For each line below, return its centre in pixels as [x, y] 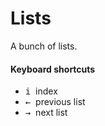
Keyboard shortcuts [53, 69]
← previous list [55, 102]
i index [41, 91]
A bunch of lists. [44, 46]
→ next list [46, 113]
